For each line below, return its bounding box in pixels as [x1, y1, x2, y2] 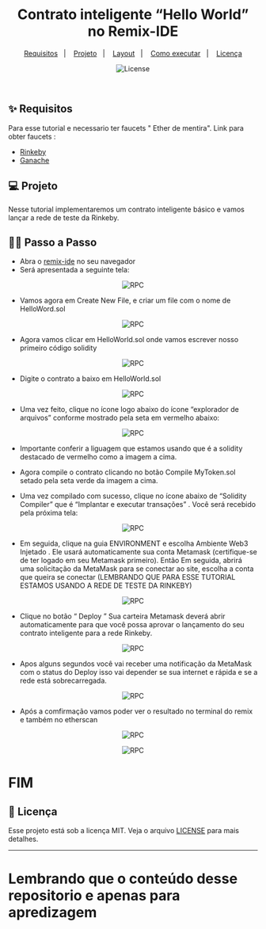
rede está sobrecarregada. [19, 676, 107, 686]
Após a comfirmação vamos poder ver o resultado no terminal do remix [19, 706, 253, 716]
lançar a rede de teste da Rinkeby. [8, 212, 120, 223]
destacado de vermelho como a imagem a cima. [19, 452, 177, 462]
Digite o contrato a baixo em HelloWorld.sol [19, 374, 161, 383]
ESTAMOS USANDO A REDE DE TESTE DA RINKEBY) [19, 581, 192, 591]
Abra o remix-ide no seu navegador [19, 257, 136, 266]
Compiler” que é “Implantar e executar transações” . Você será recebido [19, 500, 256, 509]
